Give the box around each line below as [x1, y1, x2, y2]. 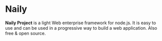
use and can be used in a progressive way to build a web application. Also [5, 25, 158, 31]
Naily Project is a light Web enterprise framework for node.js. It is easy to [5, 20, 156, 26]
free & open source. [5, 30, 46, 36]
